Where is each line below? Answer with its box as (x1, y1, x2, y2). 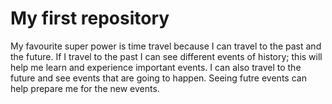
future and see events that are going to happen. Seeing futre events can (10, 72, 307, 84)
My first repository (10, 7, 170, 30)
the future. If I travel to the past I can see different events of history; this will (10, 50, 323, 62)
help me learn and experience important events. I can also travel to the (10, 61, 302, 73)
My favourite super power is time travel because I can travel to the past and (10, 40, 322, 52)
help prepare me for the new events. (10, 82, 160, 94)
